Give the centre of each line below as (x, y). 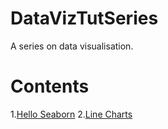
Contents (50, 86)
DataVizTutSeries (84, 18)
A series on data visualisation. (72, 46)
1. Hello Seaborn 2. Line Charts (71, 114)
